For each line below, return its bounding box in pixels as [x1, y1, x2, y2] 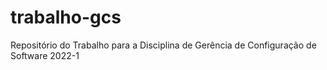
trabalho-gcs [10, 6, 122, 29]
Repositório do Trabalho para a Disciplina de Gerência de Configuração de [10, 39, 317, 51]
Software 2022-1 [10, 49, 80, 61]
